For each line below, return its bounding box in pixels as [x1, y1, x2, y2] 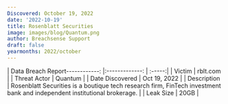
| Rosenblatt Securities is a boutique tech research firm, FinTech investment [7, 81, 221, 90]
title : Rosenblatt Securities [7, 23, 94, 29]
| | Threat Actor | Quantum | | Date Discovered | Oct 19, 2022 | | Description [7, 74, 220, 82]
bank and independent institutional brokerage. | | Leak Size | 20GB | [7, 88, 199, 96]
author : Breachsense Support [7, 36, 91, 42]
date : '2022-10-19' [7, 16, 63, 23]
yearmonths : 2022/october [7, 49, 81, 55]
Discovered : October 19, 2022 [7, 10, 94, 17]
